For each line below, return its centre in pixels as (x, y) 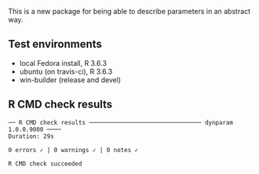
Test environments (55, 44)
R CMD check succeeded (45, 164)
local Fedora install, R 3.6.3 (63, 63)
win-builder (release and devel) (70, 80)
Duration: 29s (31, 136)
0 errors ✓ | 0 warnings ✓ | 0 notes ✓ (73, 150)
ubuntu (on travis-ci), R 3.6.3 (66, 71)
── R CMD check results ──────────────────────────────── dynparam (121, 122)
